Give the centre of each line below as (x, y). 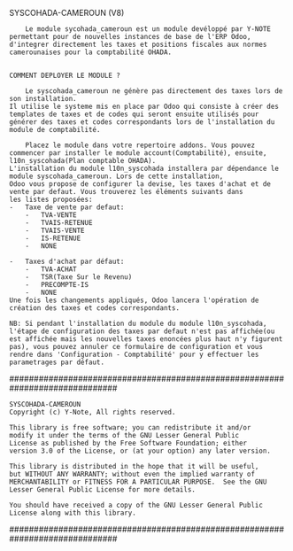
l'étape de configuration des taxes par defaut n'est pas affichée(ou (142, 331)
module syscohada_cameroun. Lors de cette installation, (116, 176)
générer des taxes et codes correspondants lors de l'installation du (142, 122)
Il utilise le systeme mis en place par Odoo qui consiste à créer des (144, 106)
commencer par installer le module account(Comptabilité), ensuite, (138, 153)
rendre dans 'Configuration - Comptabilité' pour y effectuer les (134, 354)
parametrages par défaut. (57, 362)
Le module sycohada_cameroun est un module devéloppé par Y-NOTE (148, 29)
